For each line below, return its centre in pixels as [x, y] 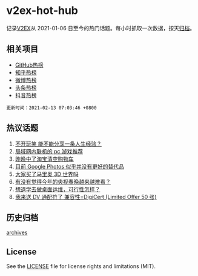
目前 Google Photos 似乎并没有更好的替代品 [69, 166]
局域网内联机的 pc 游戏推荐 [49, 151]
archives [17, 233]
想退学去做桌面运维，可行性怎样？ [58, 189]
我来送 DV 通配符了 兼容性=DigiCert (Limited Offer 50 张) [86, 197]
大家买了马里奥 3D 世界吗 [47, 174]
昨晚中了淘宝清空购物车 [44, 159]
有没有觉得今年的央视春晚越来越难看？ [63, 181]
